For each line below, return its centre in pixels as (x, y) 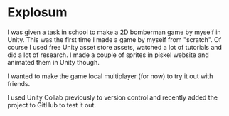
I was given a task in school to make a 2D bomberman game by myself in (114, 32)
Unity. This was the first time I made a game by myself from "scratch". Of (114, 39)
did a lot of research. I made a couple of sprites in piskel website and (108, 55)
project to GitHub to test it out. (52, 105)
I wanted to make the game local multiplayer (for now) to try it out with (110, 76)
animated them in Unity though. (53, 62)
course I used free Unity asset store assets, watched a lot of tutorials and (115, 47)
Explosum (37, 12)
